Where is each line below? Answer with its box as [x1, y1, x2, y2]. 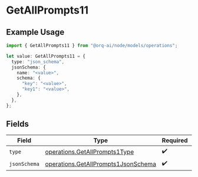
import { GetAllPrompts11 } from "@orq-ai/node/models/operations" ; [6, 42, 178, 48]
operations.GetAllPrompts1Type [45, 147, 134, 156]
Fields [6, 119, 29, 129]
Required [161, 136, 188, 145]
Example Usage [6, 27, 65, 37]
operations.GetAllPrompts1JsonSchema [45, 160, 156, 168]
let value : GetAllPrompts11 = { [6, 53, 85, 59]
